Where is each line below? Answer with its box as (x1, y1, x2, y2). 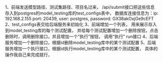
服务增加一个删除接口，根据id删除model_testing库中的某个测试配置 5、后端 (5, 40, 156, 45)
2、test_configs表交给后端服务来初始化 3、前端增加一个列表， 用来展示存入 (5, 21, 157, 27)
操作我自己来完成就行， (5, 52, 52, 57)
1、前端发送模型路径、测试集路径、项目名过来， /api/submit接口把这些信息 (5, 4, 155, 10)
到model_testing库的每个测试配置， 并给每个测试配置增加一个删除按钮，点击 (5, 28, 159, 33)
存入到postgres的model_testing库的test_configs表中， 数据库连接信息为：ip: (5, 10, 159, 16)
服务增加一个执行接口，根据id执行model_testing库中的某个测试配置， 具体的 (5, 46, 158, 51)
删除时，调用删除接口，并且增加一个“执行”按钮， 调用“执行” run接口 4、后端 (5, 33, 159, 39)
